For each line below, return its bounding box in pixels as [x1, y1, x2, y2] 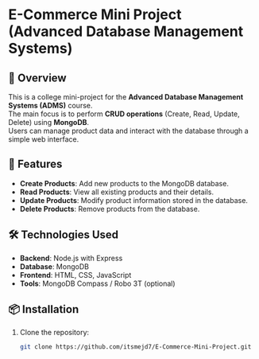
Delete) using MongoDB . [8, 118, 90, 127]
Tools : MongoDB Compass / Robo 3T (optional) [19, 279, 176, 288]
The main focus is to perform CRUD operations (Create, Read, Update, [8, 109, 240, 119]
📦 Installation [8, 302, 79, 316]
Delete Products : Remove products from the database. [19, 204, 200, 213]
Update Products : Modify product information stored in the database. [19, 195, 249, 205]
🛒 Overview [8, 71, 67, 84]
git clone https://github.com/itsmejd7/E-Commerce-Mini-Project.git [19, 343, 252, 351]
